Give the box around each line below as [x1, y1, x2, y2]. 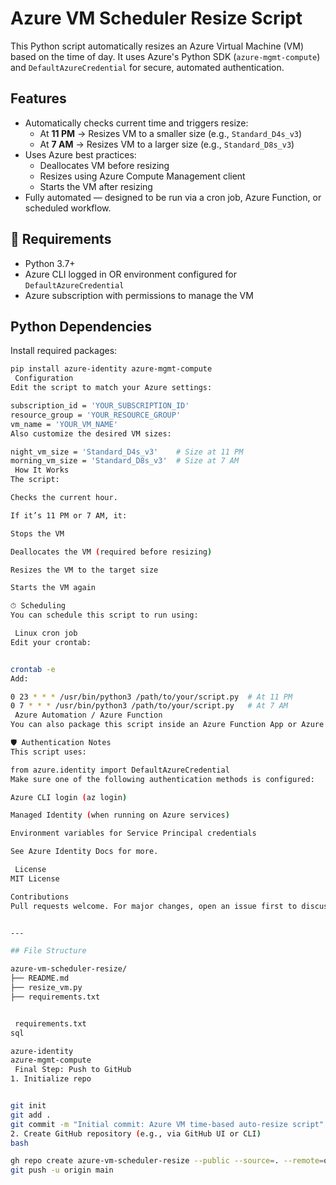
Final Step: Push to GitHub [14, 1065, 132, 1075]
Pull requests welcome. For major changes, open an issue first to [10, 901, 298, 911]
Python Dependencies [10, 318, 152, 335]
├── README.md [10, 973, 70, 984]
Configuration [14, 373, 74, 384]
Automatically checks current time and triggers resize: [24, 117, 249, 129]
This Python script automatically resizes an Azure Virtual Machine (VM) [10, 40, 305, 52]
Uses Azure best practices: [24, 148, 137, 161]
